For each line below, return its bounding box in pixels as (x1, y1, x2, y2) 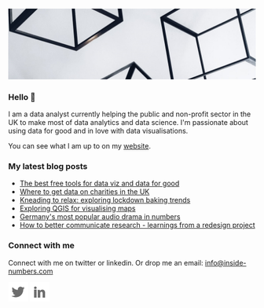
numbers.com (8, 266, 53, 276)
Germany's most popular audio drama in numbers (19, 212, 181, 222)
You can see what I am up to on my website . (8, 141, 152, 151)
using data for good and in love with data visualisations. (8, 126, 189, 136)
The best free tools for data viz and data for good (19, 178, 180, 189)
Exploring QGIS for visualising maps (19, 203, 136, 213)
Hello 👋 (8, 91, 36, 102)
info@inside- (204, 258, 247, 267)
